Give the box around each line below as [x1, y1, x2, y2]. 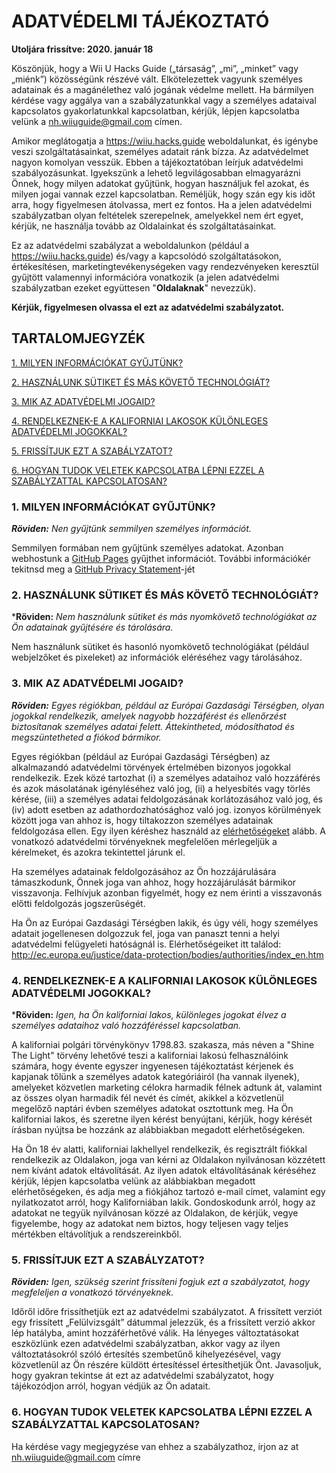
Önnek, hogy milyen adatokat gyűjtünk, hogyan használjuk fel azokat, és [11, 177, 310, 189]
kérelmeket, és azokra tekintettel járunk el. [11, 846, 186, 858]
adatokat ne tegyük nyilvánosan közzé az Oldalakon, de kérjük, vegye [11, 1206, 299, 1219]
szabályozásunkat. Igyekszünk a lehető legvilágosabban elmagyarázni [11, 166, 301, 179]
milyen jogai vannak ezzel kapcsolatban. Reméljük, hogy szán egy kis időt [11, 188, 316, 200]
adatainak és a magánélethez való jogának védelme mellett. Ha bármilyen [11, 83, 314, 95]
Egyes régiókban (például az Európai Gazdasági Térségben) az [11, 750, 271, 762]
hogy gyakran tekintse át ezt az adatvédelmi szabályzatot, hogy [11, 1370, 274, 1382]
